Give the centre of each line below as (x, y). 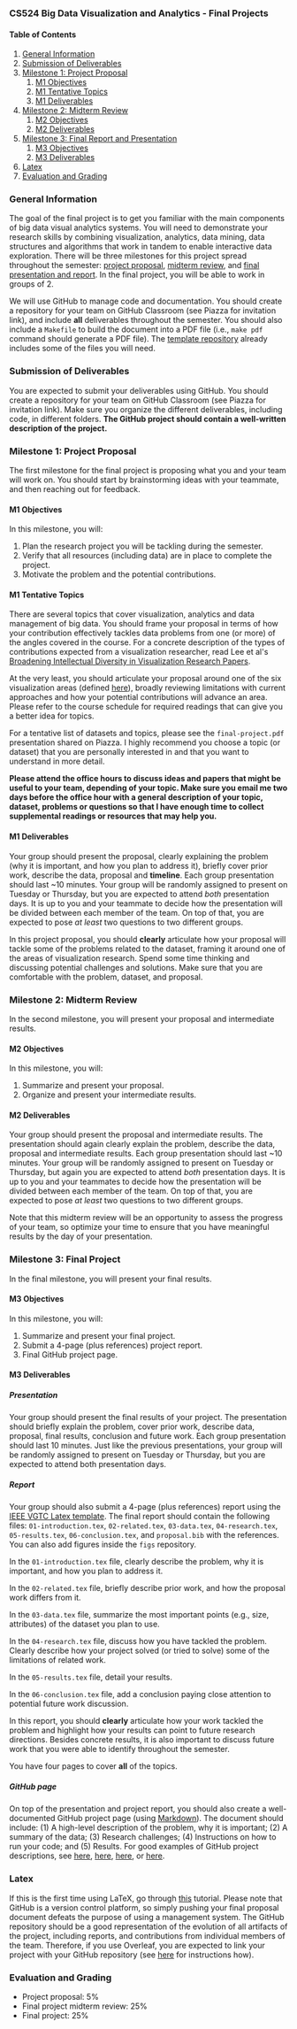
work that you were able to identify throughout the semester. (119, 1749)
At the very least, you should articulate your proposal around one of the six (145, 679)
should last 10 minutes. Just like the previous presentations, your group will (146, 1446)
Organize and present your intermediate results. (109, 1095)
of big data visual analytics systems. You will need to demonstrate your (139, 227)
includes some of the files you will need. (83, 349)
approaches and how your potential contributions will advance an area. (138, 697)
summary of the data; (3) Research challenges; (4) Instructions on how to (143, 1837)
